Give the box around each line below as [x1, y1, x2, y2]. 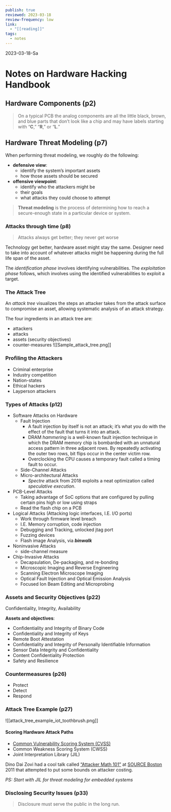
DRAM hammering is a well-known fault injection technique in [28, 434, 158, 440]
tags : [5, 31, 17, 36]
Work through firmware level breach [20, 515, 96, 522]
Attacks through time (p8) [5, 223, 71, 230]
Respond [12, 693, 32, 699]
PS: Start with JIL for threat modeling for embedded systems [5, 776, 133, 783]
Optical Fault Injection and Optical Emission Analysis [20, 575, 131, 581]
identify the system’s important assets [20, 167, 101, 173]
